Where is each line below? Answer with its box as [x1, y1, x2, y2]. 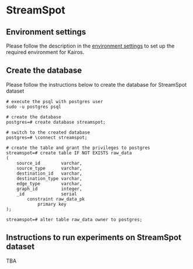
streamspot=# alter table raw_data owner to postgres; [6, 216, 143, 223]
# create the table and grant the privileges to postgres [6, 145, 150, 151]
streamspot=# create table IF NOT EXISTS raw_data [6, 150, 132, 156]
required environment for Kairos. [6, 49, 85, 56]
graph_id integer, [16, 186, 82, 192]
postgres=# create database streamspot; [6, 119, 106, 125]
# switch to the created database [6, 130, 91, 135]
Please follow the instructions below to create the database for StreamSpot [6, 81, 187, 88]
